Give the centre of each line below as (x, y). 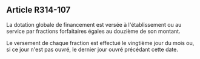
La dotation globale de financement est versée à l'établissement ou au (94, 24)
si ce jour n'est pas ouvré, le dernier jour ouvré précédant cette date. (92, 49)
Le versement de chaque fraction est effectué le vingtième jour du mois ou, (100, 43)
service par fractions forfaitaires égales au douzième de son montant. (93, 31)
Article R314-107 (38, 10)
